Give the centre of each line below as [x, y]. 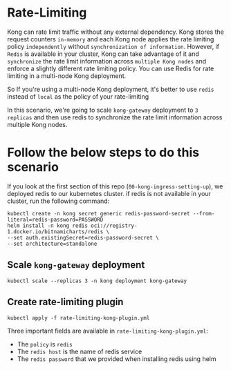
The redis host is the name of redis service [80, 351]
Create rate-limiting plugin [65, 302]
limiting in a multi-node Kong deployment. [67, 76]
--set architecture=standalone [52, 244]
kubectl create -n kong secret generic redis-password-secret [99, 213]
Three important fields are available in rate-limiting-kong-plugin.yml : [108, 331]
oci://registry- [114, 226]
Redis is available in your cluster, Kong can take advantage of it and [103, 54]
